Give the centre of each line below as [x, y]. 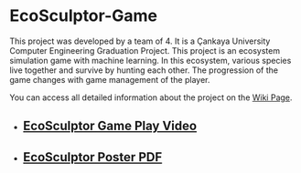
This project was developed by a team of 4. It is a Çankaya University [140, 41]
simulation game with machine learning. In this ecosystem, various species [150, 60]
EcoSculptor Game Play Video [110, 126]
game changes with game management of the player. [110, 79]
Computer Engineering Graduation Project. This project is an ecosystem [145, 50]
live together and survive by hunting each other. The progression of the [144, 70]
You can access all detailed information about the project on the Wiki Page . [151, 97]
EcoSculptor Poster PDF [92, 157]
